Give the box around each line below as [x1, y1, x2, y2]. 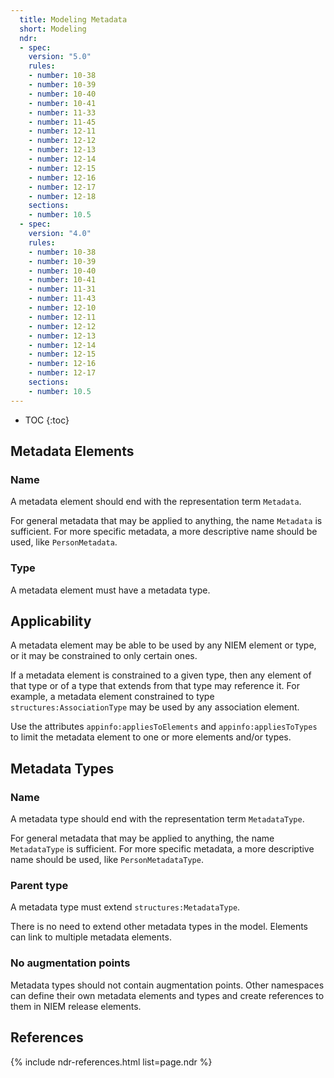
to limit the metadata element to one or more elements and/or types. [10, 731, 292, 743]
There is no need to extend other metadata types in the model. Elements [10, 921, 308, 933]
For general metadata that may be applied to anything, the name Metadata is [10, 515, 323, 527]
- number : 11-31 [28, 284, 97, 295]
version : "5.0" [28, 52, 92, 62]
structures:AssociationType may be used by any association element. [10, 701, 300, 713]
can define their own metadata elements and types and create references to [10, 989, 325, 1001]
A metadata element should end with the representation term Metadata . [10, 496, 302, 508]
